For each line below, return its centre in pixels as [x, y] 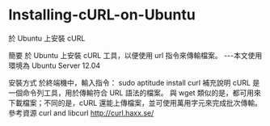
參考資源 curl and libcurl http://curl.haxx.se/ [81, 113]
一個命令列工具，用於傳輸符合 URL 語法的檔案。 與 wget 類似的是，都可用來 [135, 92]
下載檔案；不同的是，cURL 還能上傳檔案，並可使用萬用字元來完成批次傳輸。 [135, 103]
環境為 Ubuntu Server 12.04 [55, 65]
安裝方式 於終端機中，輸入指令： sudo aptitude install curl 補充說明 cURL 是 [134, 82]
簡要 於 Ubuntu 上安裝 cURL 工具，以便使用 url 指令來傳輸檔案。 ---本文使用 [135, 55]
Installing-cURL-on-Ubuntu [102, 15]
